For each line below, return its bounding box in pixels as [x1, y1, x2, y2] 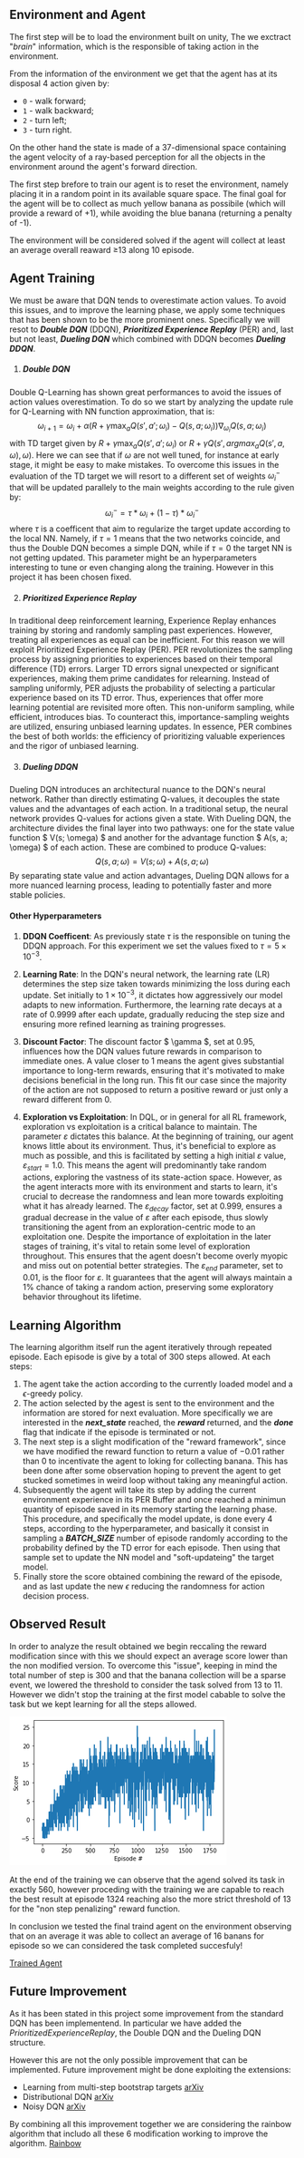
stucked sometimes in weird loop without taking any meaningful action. [22, 1475, 288, 1486]
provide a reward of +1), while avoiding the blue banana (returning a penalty [9, 208, 292, 219]
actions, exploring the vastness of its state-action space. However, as [22, 1171, 282, 1182]
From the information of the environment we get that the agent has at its [9, 68, 278, 79]
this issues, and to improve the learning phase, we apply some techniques [9, 304, 286, 316]
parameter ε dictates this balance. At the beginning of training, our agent [22, 1131, 294, 1142]
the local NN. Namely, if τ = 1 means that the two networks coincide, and [9, 533, 280, 544]
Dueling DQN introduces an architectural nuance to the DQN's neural [9, 784, 266, 795]
